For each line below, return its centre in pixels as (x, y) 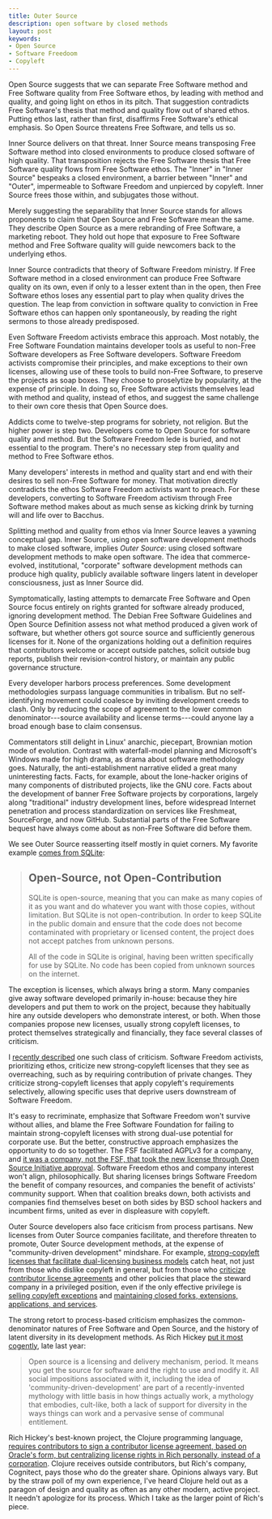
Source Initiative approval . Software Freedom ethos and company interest (131, 1167)
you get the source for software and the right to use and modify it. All (143, 1370)
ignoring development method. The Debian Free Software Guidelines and (130, 615)
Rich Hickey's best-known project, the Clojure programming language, (126, 1437)
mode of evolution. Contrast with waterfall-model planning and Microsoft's (133, 750)
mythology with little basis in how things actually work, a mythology (141, 1396)
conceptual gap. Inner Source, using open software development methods (132, 539)
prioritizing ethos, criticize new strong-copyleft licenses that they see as (129, 1065)
